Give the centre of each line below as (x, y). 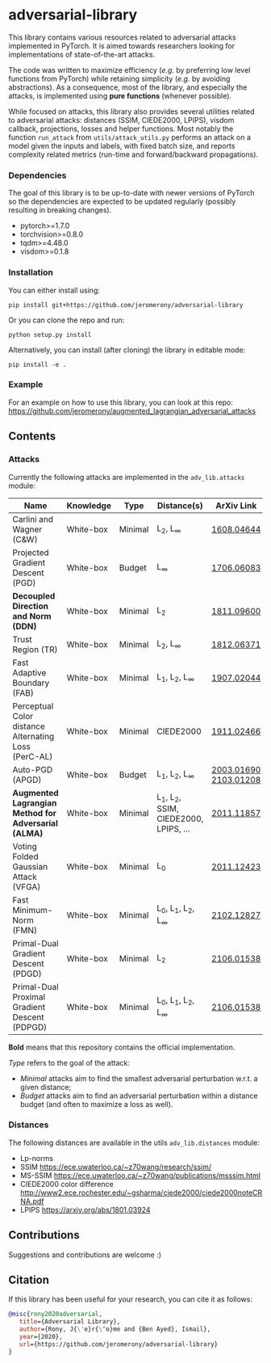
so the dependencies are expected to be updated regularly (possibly (122, 202)
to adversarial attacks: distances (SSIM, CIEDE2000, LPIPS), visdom (121, 120)
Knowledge (89, 505)
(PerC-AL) (33, 756)
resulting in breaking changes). (60, 210)
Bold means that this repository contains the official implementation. (122, 1047)
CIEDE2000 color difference (67, 1184)
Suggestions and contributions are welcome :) (85, 1255)
